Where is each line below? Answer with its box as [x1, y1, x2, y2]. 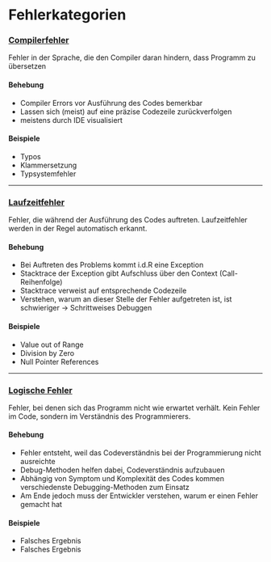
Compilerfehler [8, 35, 69, 46]
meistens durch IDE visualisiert [19, 115, 123, 125]
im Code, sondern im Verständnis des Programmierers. [8, 411, 191, 421]
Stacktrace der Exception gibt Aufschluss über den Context [19, 268, 218, 278]
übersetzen [8, 61, 47, 71]
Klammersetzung [19, 160, 77, 170]
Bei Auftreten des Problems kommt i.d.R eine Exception [19, 260, 204, 270]
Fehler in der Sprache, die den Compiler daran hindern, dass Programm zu [8, 53, 256, 62]
